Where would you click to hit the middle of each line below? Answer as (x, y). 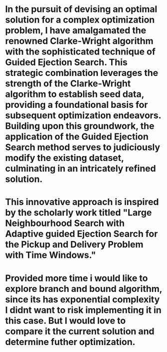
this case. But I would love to (66, 320)
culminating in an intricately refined (81, 169)
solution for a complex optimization (80, 20)
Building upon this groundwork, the (80, 126)
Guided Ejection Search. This (67, 62)
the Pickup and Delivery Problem (74, 245)
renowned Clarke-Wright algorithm (79, 41)
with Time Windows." (51, 255)
